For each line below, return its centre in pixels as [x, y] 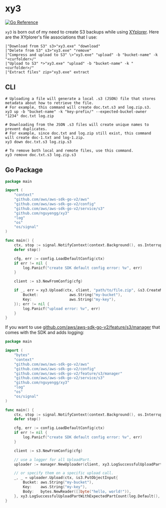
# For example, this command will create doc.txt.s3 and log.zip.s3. [78, 107]
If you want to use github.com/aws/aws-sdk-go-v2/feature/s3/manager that [83, 327]
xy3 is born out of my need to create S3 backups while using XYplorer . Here [82, 32]
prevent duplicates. [26, 129]
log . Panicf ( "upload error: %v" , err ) [62, 309]
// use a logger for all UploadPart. [53, 460]
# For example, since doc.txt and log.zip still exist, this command [78, 133]
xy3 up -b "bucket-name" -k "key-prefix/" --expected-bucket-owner [76, 112]
